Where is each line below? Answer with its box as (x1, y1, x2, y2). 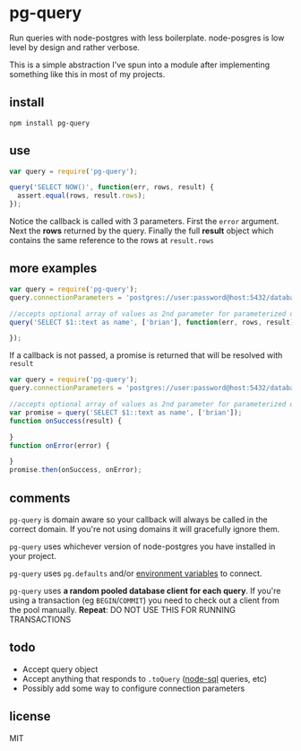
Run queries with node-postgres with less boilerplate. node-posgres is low (9, 32, 285, 43)
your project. (9, 550, 56, 561)
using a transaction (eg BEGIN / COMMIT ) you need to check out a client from (9, 595, 279, 606)
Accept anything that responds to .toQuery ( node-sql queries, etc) (21, 673, 267, 684)
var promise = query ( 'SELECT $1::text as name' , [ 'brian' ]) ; (9, 407, 243, 417)
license (9, 709, 51, 724)
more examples (9, 261, 98, 276)
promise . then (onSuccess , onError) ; (9, 466, 142, 475)
